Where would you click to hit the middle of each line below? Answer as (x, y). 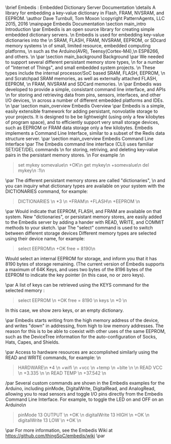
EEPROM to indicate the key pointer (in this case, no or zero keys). (75, 275)
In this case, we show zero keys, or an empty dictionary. (65, 310)
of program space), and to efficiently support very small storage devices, (82, 122)
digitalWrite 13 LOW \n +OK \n (49, 420)
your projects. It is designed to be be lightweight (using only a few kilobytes (85, 117)
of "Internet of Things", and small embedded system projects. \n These (80, 67)
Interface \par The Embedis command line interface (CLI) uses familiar (79, 144)
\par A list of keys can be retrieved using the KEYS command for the (77, 285)
